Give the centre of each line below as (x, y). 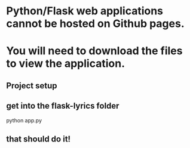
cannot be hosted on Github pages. (95, 24)
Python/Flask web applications (85, 11)
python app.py (24, 120)
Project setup (32, 86)
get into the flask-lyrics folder (63, 106)
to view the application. (66, 64)
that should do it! (38, 139)
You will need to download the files (94, 51)
